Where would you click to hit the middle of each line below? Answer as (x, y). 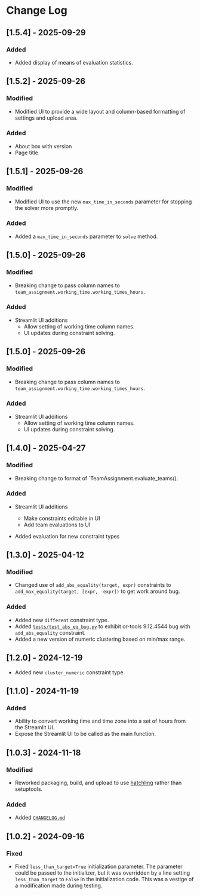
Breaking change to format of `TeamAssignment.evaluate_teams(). (96, 478)
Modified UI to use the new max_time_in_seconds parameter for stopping (103, 202)
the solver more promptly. (47, 208)
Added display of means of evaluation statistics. (74, 62)
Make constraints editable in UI (62, 518)
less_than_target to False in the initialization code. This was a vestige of (104, 879)
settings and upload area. (46, 118)
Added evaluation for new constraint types (67, 536)
